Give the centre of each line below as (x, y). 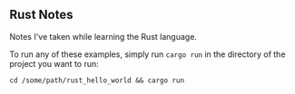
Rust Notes (41, 15)
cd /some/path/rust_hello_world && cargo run (97, 80)
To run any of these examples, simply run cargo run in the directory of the (147, 54)
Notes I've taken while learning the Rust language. (103, 36)
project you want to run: (54, 63)
